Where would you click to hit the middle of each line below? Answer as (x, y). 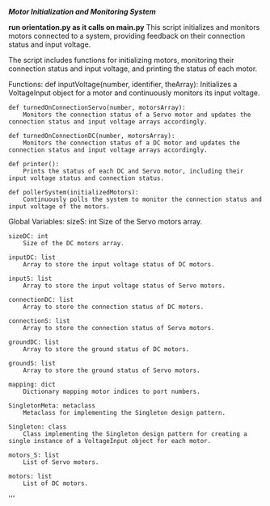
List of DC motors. (56, 483)
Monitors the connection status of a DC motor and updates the (132, 143)
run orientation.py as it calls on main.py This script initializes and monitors (134, 27)
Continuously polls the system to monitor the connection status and (143, 199)
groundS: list (32, 363)
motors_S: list (34, 455)
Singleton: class (38, 427)
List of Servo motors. (61, 462)
